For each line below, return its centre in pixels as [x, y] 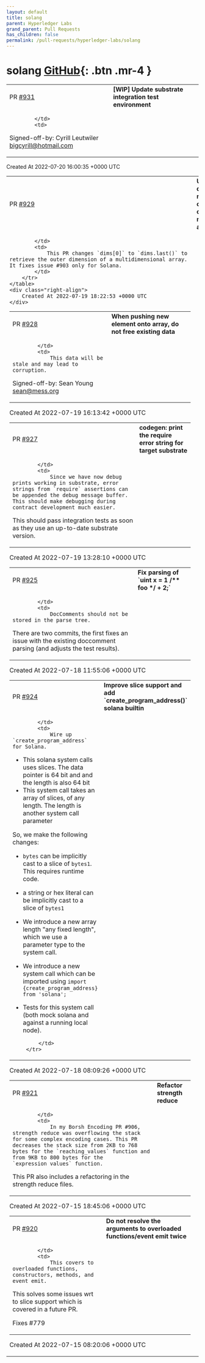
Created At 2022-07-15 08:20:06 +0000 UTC [78, 1345]
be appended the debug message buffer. [70, 495]
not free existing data [143, 331]
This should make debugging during [64, 501]
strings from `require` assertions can [70, 489]
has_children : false [33, 35]
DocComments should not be [89, 614]
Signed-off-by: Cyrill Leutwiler [54, 138]
